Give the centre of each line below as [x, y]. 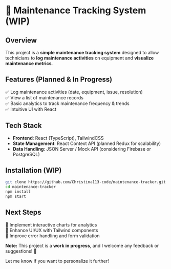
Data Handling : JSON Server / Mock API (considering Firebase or [82, 149]
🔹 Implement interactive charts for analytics [51, 224]
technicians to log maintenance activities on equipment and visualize [80, 58]
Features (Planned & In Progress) [59, 80]
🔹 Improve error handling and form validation [52, 236]
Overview [21, 40]
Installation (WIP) [34, 170]
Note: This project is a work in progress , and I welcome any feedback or [82, 245]
